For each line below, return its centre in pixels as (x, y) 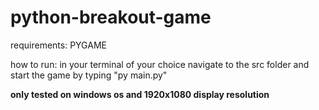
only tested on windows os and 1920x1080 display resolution (140, 94)
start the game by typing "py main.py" (89, 75)
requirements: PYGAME (58, 45)
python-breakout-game (111, 17)
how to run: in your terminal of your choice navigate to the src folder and (160, 64)
